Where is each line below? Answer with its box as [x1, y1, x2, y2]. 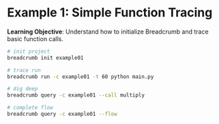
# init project [7, 48, 50, 55]
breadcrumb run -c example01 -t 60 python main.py [7, 73, 154, 80]
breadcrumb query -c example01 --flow [7, 111, 117, 118]
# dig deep [7, 86, 38, 92]
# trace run [7, 66, 41, 73]
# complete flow [7, 104, 53, 111]
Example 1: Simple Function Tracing [7, 5, 213, 21]
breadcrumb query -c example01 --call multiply [7, 92, 145, 99]
